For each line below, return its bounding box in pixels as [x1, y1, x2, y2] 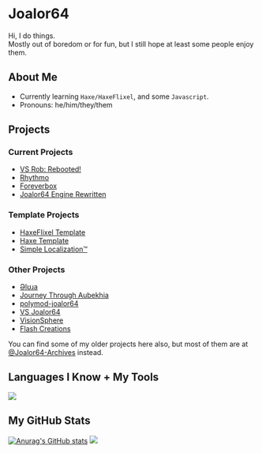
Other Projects [8, 264, 65, 275]
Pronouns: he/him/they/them [19, 100, 113, 109]
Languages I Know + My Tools [8, 371, 159, 384]
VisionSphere [19, 315, 64, 325]
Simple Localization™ [19, 244, 88, 254]
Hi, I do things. [8, 31, 55, 40]
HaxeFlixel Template [19, 227, 86, 237]
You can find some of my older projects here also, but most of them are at [8, 339, 249, 349]
